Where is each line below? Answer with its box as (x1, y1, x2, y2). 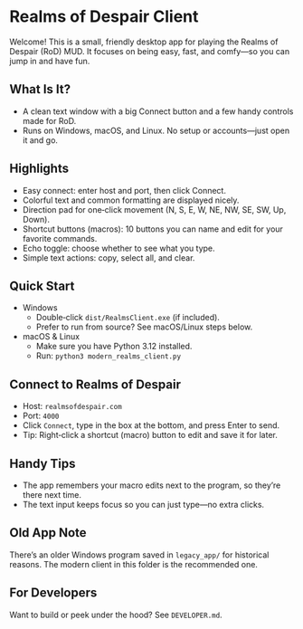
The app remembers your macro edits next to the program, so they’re (22, 480, 281, 491)
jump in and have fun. (9, 55, 90, 66)
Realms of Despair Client (9, 6, 199, 27)
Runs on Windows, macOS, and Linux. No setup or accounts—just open (22, 125, 290, 136)
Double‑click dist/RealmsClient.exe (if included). (35, 312, 220, 323)
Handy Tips (9, 455, 76, 472)
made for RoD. (22, 115, 77, 126)
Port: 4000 (22, 410, 60, 422)
